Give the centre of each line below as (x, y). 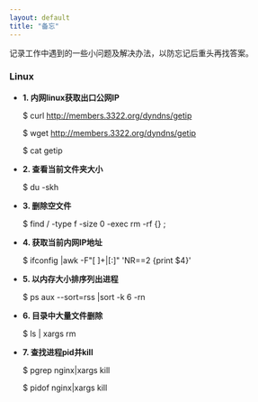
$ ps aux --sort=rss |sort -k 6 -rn (84, 297)
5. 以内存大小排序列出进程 (70, 279)
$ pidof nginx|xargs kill (65, 388)
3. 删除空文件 (47, 206)
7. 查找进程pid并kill (58, 352)
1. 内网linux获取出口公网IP (71, 97)
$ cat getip (42, 151)
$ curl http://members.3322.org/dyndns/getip (107, 115)
